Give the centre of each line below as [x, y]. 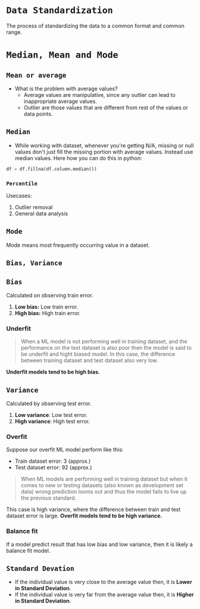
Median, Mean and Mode [62, 55]
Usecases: [19, 196]
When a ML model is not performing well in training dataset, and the [104, 341]
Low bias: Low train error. [46, 307]
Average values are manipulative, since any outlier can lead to [99, 95]
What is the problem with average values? [66, 89]
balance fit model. [28, 550]
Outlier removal [34, 207]
